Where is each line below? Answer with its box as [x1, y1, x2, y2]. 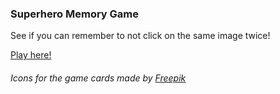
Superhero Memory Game [10, 7, 140, 21]
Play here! [10, 49, 52, 61]
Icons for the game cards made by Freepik [10, 72, 187, 84]
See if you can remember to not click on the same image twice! [10, 30, 271, 42]
